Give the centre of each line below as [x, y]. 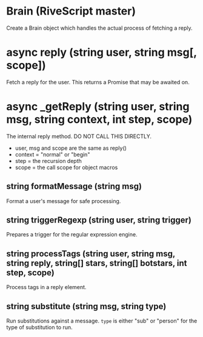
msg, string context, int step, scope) [99, 120]
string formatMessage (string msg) [74, 186]
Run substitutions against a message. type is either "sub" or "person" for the [102, 321]
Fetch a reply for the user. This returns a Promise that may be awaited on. [98, 82]
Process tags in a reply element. [46, 287]
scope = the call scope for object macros [66, 167]
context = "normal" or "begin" [52, 154]
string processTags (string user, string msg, [91, 254]
